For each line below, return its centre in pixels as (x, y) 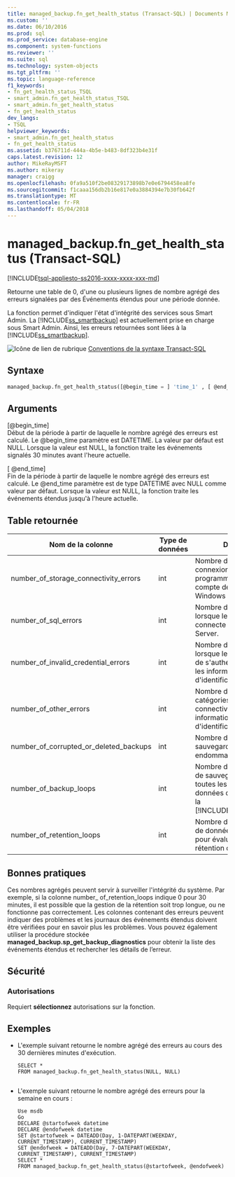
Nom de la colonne (81, 545)
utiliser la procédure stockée (48, 934)
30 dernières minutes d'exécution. (67, 1053)
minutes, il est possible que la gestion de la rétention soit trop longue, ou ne (116, 904)
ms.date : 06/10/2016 (37, 27)
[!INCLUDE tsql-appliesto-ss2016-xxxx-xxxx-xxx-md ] (83, 278)
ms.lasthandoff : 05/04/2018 (48, 209)
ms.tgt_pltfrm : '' (34, 72)
